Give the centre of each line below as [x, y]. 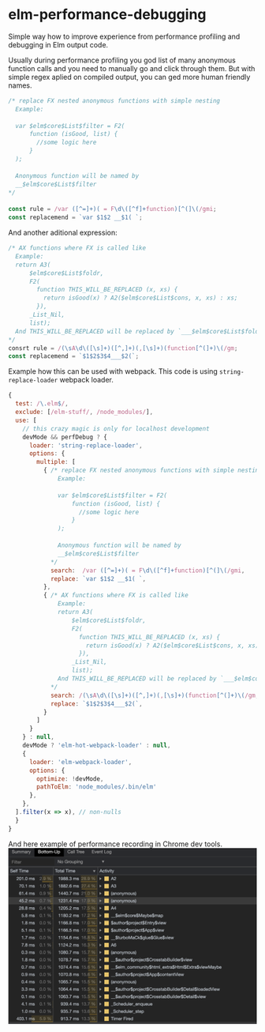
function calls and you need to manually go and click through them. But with [132, 68]
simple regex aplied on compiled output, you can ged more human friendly [129, 77]
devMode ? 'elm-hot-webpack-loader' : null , [97, 746]
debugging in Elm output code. [58, 44]
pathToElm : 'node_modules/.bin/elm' [97, 787]
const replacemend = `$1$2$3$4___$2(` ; [74, 356]
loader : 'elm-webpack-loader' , [80, 762]
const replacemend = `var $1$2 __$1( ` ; [76, 218]
